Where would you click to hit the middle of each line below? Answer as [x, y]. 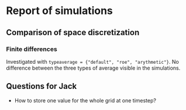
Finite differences [32, 49]
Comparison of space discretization [73, 32]
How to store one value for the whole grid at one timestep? [85, 100]
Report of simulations [59, 11]
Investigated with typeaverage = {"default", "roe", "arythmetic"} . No [93, 61]
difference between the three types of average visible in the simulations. [93, 68]
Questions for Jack [42, 86]
